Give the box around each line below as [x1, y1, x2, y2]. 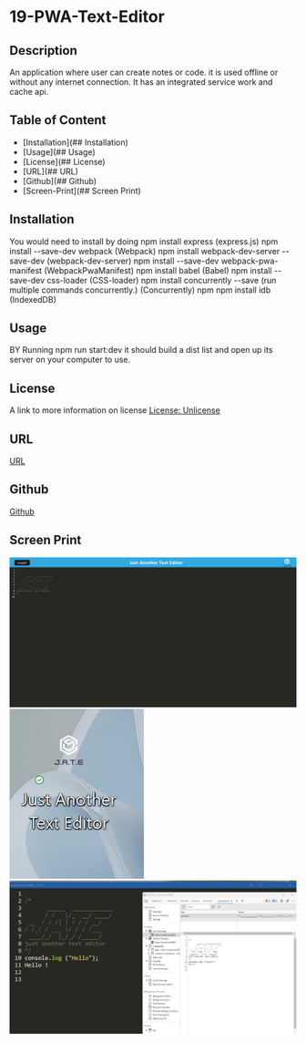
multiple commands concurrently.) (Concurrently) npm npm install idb [9, 284, 271, 295]
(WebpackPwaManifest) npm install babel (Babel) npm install [44, 264, 272, 275]
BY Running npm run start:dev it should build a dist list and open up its [9, 345, 273, 356]
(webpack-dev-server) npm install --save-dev [46, 255, 219, 266]
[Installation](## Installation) [22, 137, 129, 148]
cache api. [9, 87, 49, 97]
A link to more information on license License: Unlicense [9, 405, 220, 416]
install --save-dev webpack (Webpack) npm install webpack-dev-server [9, 245, 280, 256]
